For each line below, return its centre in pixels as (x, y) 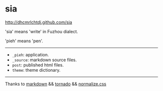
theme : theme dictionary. (36, 70)
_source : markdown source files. (44, 60)
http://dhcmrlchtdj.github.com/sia (39, 22)
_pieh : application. (31, 54)
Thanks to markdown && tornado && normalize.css (56, 84)
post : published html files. (38, 65)
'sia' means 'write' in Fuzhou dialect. (42, 31)
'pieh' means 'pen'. (24, 41)
